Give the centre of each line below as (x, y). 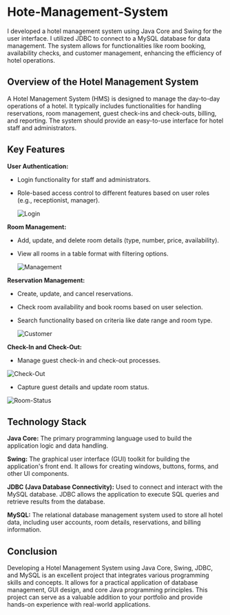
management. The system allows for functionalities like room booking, (107, 45)
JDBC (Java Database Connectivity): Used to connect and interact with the (115, 487)
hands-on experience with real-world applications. (79, 605)
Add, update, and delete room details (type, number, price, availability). (118, 240)
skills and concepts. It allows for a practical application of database (103, 583)
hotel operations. (31, 60)
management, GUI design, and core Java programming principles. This (107, 590)
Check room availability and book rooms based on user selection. (110, 306)
